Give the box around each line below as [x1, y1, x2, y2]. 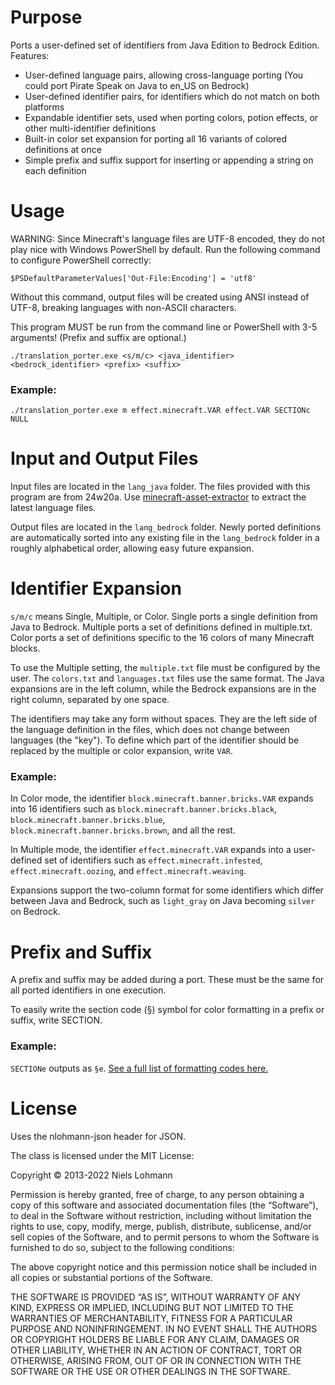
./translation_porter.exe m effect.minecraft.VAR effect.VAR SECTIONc [10, 406, 311, 416]
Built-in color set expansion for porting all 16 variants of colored [24, 132, 288, 145]
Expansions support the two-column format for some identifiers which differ [10, 884, 324, 896]
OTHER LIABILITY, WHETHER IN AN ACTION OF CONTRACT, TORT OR [10, 1344, 302, 1356]
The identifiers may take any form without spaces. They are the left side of [10, 713, 318, 725]
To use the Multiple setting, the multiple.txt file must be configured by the [10, 662, 321, 674]
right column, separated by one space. [10, 694, 170, 706]
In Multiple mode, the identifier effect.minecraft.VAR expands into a [10, 844, 292, 856]
